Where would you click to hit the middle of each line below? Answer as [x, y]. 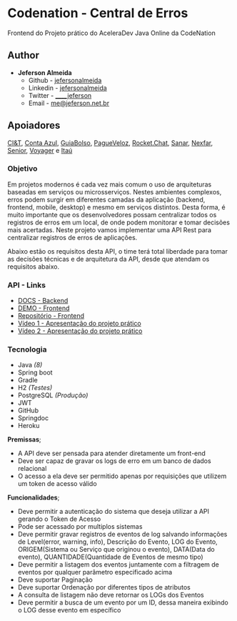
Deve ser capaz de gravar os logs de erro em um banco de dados [115, 461]
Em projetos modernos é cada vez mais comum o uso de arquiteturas [110, 184]
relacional [32, 469]
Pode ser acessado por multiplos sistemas [80, 527]
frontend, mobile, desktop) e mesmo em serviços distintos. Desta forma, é [117, 207]
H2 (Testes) [35, 388]
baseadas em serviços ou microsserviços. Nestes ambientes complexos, [115, 192]
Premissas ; [24, 439]
